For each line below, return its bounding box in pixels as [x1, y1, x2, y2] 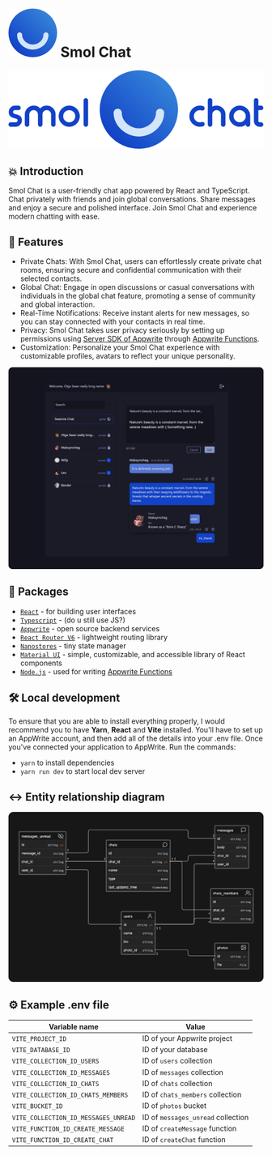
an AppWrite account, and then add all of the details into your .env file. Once [8, 733, 263, 744]
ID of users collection [142, 1056, 213, 1066]
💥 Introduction [8, 164, 84, 178]
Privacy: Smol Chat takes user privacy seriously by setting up [19, 325, 225, 335]
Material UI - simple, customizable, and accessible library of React [19, 649, 245, 659]
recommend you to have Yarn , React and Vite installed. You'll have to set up [8, 725, 263, 735]
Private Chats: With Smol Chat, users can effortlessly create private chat [19, 257, 262, 266]
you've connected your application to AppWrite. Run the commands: [8, 742, 236, 752]
